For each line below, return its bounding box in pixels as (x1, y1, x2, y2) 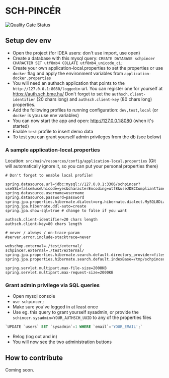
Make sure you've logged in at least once (12, 304, 98, 310)
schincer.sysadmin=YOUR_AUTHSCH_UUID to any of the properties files (12, 314, 152, 320)
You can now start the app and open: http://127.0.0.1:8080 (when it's (12, 118, 154, 124)
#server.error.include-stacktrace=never (5, 235, 92, 240)
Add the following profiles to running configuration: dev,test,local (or (12, 106, 158, 113)
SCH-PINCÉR (5, 5, 61, 17)
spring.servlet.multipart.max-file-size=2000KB (5, 265, 107, 271)
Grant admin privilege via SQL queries (5, 282, 100, 289)
